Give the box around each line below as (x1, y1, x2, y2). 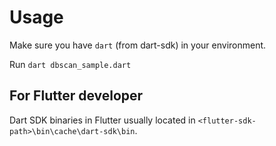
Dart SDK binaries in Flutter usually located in (9, 114, 196, 126)
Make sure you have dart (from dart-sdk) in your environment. (9, 39, 267, 51)
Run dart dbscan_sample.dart (9, 58, 132, 70)
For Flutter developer (9, 87, 144, 105)
